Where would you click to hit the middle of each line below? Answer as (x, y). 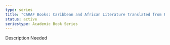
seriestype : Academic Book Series (42, 24)
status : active (21, 19)
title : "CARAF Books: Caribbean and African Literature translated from (83, 14)
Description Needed (26, 38)
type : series (19, 10)
